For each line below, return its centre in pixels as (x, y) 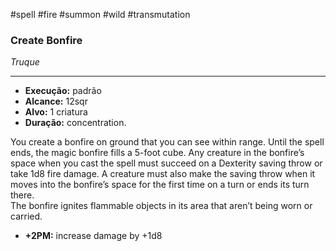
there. (22, 195)
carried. (26, 216)
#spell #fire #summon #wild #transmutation (100, 14)
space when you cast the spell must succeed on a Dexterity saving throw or (166, 163)
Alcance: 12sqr (56, 101)
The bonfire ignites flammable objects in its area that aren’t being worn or (161, 206)
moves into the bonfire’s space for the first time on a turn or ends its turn (160, 185)
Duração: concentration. (75, 123)
